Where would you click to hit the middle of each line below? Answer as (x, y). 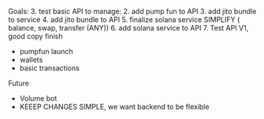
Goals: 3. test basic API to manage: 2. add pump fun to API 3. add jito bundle (132, 11)
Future (19, 83)
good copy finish (35, 36)
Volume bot (38, 98)
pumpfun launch (46, 51)
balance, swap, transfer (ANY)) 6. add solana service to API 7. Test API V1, (128, 28)
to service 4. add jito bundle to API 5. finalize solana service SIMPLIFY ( (124, 20)
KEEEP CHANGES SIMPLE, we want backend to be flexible (114, 106)
